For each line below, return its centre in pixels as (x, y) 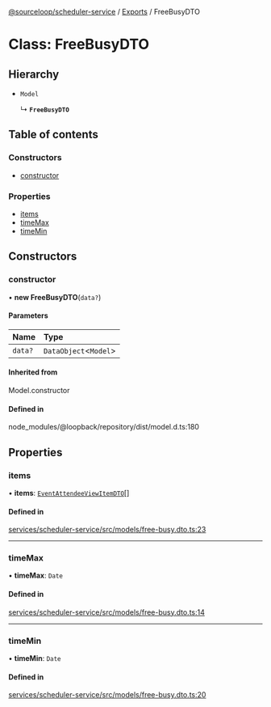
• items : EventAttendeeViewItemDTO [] (69, 493)
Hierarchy (34, 74)
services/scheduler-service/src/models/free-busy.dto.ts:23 (107, 530)
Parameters (28, 315)
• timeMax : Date (35, 576)
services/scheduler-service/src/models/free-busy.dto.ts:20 (107, 695)
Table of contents (53, 135)
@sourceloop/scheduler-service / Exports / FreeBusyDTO (104, 12)
